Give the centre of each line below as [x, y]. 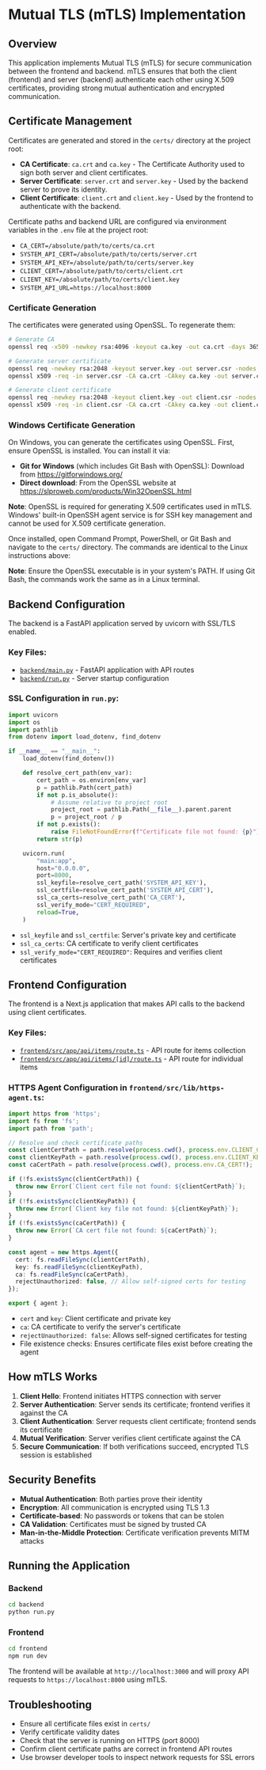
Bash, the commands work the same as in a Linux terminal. [104, 579]
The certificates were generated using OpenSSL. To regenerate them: [122, 325]
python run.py [32, 1612]
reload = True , [58, 912]
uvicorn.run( [44, 853]
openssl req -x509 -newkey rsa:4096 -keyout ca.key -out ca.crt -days [127, 347]
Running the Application [69, 1566]
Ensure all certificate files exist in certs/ [85, 1724]
